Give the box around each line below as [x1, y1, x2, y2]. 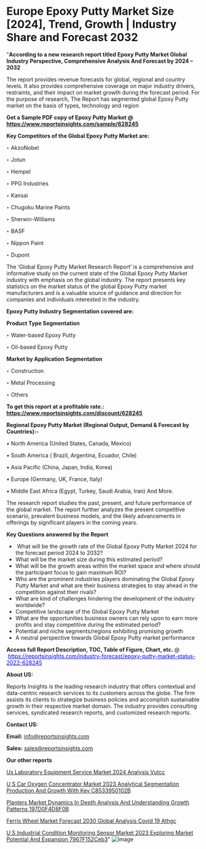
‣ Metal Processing [6, 379, 55, 386]
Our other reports [6, 756, 52, 764]
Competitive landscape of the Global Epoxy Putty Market [15, 608, 159, 615]
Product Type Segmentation [6, 319, 80, 327]
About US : [6, 671, 34, 678]
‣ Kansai [6, 192, 28, 199]
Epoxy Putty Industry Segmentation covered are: [6, 307, 134, 315]
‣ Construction [6, 367, 44, 374]
